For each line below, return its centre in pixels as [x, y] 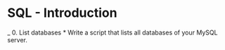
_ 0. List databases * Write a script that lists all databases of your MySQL [112, 32]
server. [18, 39]
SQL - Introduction [62, 13]
